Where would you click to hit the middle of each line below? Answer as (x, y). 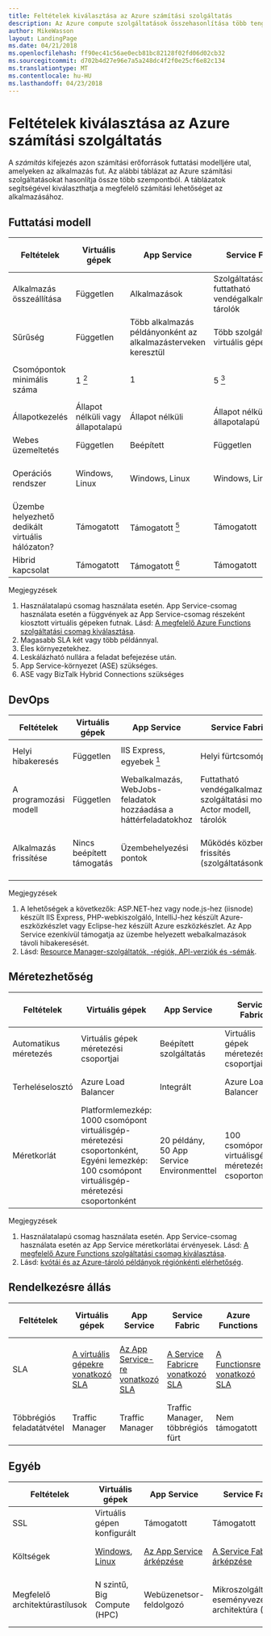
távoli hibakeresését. (54, 943)
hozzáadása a (147, 810)
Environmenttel (188, 1171)
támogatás (92, 863)
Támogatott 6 (155, 565)
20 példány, (183, 1140)
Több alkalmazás (162, 322)
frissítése (30, 858)
